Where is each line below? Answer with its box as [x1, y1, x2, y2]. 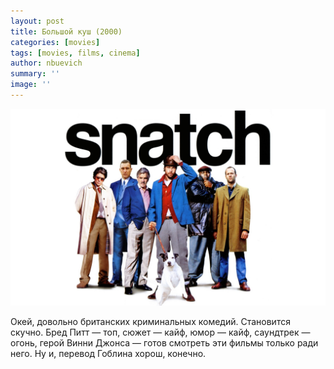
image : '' [10, 80, 52, 90]
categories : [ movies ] [10, 37, 101, 47]
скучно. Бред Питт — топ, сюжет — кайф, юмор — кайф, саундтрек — [10, 326, 311, 338]
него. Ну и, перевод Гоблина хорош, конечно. [10, 347, 207, 359]
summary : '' [10, 69, 60, 79]
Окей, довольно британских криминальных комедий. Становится [10, 315, 291, 327]
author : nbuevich [10, 58, 83, 69]
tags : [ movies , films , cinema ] [10, 48, 141, 58]
